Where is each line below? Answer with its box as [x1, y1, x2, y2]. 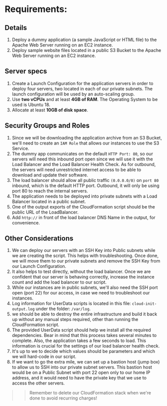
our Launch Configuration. [11, 263, 66, 269]
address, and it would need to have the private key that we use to [11, 375, 147, 381]
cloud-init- [131, 301, 157, 306]
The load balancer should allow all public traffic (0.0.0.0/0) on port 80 [11, 177, 159, 183]
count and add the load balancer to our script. [11, 279, 107, 285]
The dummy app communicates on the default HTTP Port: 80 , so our [11, 150, 153, 156]
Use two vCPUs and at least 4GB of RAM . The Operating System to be [11, 96, 158, 102]
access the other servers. [11, 380, 65, 386]
